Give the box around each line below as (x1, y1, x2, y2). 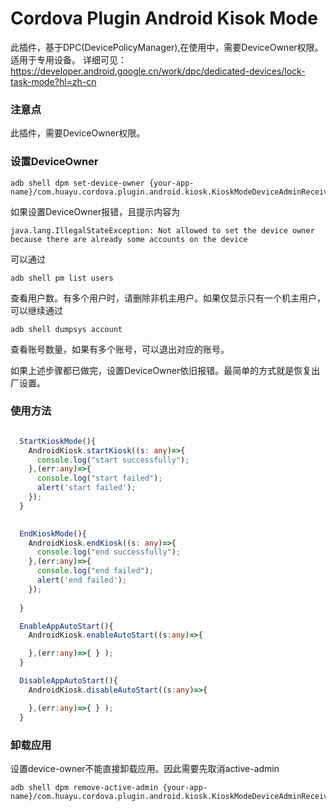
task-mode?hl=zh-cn (10, 75, 97, 87)
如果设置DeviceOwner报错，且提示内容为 (10, 205, 181, 217)
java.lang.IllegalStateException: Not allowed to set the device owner (10, 225, 315, 236)
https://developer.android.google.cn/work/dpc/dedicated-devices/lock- (10, 65, 306, 77)
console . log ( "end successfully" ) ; (36, 547, 182, 557)
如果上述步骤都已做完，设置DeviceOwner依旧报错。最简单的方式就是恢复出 (10, 364, 321, 376)
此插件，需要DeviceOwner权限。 (10, 127, 146, 139)
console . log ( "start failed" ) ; (36, 473, 163, 484)
